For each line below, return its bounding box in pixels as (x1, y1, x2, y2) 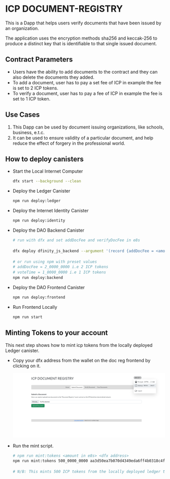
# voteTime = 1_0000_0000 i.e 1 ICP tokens (12, 270, 107, 275)
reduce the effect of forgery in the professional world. (12, 140, 125, 146)
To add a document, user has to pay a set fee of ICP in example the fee (12, 79, 161, 85)
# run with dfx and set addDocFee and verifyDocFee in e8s (12, 238, 141, 243)
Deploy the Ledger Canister (12, 188, 71, 194)
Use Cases (5, 110, 40, 119)
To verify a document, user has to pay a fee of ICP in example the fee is (12, 90, 162, 97)
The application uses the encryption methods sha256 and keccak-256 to (5, 35, 157, 41)
